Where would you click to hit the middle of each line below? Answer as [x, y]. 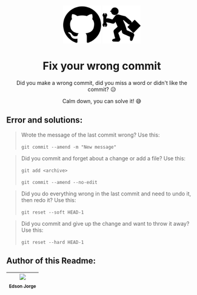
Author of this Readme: [51, 261]
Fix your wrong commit [102, 66]
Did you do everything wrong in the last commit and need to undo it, [106, 194]
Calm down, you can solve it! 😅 [102, 101]
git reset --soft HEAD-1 [52, 212]
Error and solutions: [45, 120]
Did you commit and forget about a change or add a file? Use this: [103, 158]
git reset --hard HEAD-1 [52, 242]
